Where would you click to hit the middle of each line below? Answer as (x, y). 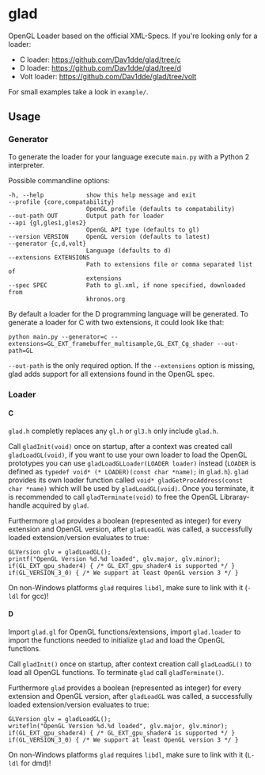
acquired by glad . (61, 505)
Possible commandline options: (59, 180)
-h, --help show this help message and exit (102, 195)
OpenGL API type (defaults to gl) (143, 230)
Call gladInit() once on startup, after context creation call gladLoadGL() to (130, 664)
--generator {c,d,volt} (47, 244)
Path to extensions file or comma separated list (169, 264)
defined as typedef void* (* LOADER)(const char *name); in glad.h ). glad (129, 471)
